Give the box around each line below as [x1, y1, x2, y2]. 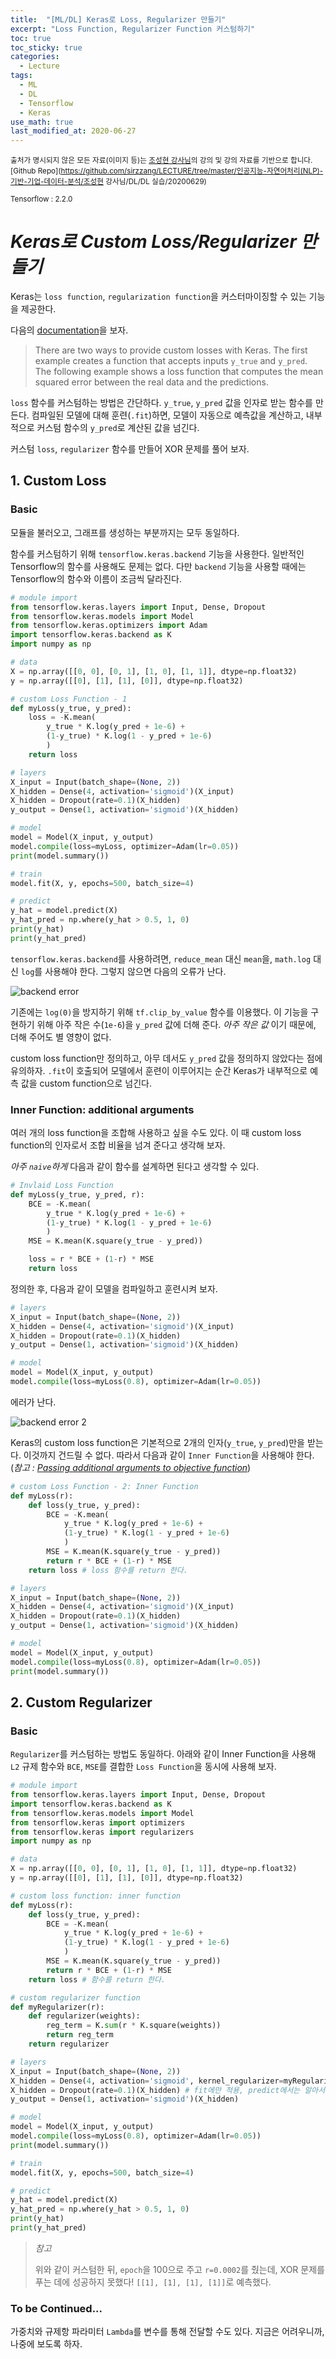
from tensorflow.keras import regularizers [10, 1827, 195, 1837]
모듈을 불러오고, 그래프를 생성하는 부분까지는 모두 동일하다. [10, 526, 240, 538]
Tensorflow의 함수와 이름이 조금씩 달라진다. [10, 572, 182, 585]
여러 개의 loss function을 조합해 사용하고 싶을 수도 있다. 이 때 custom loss [10, 1127, 302, 1139]
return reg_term [46, 2030, 114, 2040]
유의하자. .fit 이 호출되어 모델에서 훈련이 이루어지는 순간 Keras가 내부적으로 [10, 1064, 308, 1076]
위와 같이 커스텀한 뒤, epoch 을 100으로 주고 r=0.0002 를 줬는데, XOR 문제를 [34, 2263, 325, 2275]
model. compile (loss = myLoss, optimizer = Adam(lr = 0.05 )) [10, 841, 240, 851]
